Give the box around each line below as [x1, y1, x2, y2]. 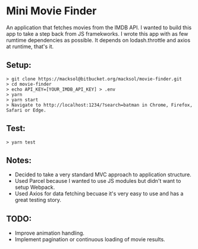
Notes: [6, 155, 32, 165]
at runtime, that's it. [6, 43, 54, 50]
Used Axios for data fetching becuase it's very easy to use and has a [14, 190, 184, 197]
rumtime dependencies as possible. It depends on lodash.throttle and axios [6, 36, 191, 43]
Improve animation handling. [14, 229, 85, 236]
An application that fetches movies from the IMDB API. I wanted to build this [6, 24, 192, 31]
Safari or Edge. [6, 107, 46, 113]
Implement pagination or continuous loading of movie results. [14, 236, 165, 243]
